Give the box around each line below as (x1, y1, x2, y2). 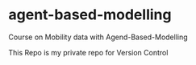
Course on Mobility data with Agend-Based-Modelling (8, 32, 188, 42)
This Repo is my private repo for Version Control (8, 47, 169, 57)
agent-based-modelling (8, 6, 172, 24)
